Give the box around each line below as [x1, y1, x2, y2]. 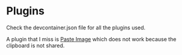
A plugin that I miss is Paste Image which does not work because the [6, 35, 177, 42]
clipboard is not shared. [6, 42, 65, 49]
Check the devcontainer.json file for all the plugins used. [6, 24, 146, 31]
